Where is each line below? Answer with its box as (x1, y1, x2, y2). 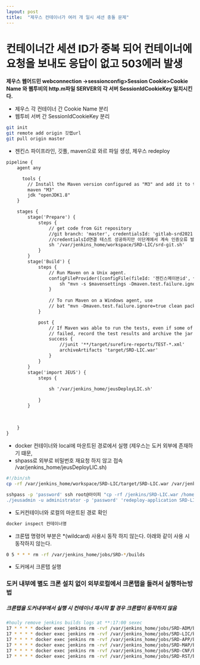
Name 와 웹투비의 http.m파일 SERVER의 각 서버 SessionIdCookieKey (6, 85, 173, 93)
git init (6, 125, 28, 131)
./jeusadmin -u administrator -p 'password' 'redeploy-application (6, 497, 177, 503)
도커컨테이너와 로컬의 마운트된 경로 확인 (14, 508, 108, 516)
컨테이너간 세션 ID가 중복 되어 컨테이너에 (6, 42, 192, 56)
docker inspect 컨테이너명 (6, 520, 67, 526)
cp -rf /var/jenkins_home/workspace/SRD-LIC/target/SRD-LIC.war (6, 481, 169, 487)
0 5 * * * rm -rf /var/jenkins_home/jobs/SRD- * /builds (6, 551, 145, 557)
